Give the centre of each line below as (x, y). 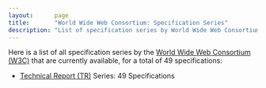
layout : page (38, 15)
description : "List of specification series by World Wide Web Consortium (134, 30)
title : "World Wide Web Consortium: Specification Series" (118, 23)
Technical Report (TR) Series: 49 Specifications (97, 76)
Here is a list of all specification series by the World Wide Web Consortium (129, 53)
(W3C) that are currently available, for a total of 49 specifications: (116, 60)
